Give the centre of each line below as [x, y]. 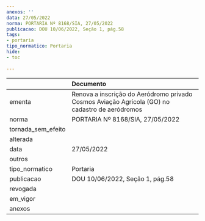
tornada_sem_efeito [38, 129]
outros [19, 159]
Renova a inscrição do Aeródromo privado [132, 94]
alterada [21, 139]
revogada [23, 189]
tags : [13, 35]
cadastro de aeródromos [107, 109]
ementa [20, 101]
